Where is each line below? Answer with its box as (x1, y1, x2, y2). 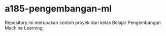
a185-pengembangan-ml (5, 3, 112, 14)
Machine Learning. (5, 24, 44, 30)
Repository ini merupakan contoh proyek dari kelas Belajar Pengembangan (5, 19, 161, 25)
